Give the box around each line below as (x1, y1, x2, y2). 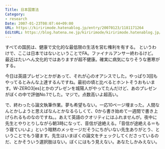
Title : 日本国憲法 (5, 7, 39, 12)
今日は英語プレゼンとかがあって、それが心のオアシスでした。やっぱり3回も (5, 73, 158, 79)
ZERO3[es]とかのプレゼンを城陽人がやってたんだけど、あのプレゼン (19, 86, 157, 91)
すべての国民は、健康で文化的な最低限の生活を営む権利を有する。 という (5, 44, 152, 50)
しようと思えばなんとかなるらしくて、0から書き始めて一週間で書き (18, 108, 154, 114)
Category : (5, 12, 26, 17)
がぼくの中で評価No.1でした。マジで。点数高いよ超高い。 (5, 91, 121, 97)
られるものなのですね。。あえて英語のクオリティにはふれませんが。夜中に (9, 114, 157, 120)
